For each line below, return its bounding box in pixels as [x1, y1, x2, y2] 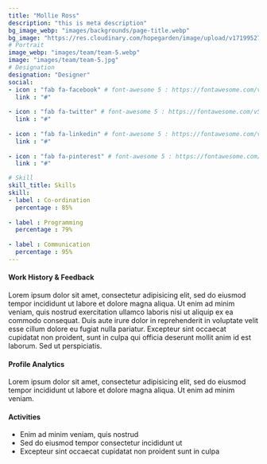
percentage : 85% [15, 204, 73, 212]
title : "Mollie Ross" [8, 11, 80, 20]
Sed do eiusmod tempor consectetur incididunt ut [19, 439, 183, 448]
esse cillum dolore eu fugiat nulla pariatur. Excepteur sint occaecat [8, 324, 226, 333]
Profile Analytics [8, 359, 65, 368]
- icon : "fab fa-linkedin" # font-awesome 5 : [8, 130, 169, 138]
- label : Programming [8, 218, 83, 227]
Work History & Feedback [8, 272, 95, 283]
